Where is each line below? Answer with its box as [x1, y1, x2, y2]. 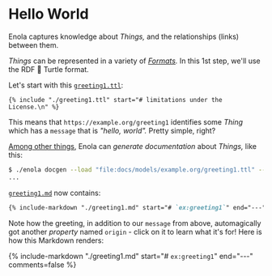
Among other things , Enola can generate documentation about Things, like [8, 141, 257, 151]
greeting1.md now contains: [8, 188, 101, 197]
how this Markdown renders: [8, 236, 104, 245]
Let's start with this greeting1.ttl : [8, 80, 124, 90]
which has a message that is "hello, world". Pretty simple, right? [8, 125, 216, 135]
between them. [8, 40, 59, 49]
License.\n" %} [8, 103, 60, 111]
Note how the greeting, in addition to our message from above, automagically [8, 218, 261, 227]
